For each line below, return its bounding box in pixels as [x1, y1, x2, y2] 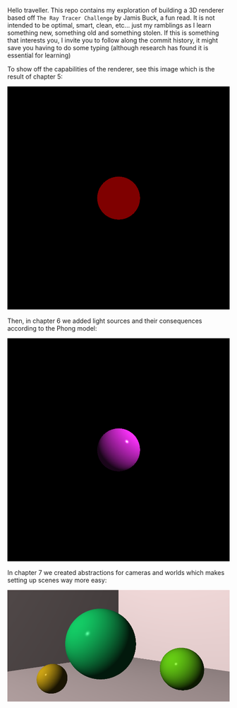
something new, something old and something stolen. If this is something [7, 28, 219, 37]
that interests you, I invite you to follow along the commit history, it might [7, 36, 219, 45]
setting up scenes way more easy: [7, 576, 107, 584]
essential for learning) [7, 51, 71, 59]
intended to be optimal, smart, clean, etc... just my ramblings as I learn [7, 21, 212, 29]
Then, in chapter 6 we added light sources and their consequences [7, 316, 202, 325]
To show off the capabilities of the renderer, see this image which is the [7, 65, 215, 73]
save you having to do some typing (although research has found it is [7, 44, 209, 52]
